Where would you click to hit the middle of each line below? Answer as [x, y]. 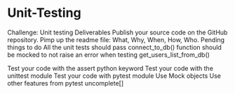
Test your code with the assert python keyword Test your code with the [110, 68]
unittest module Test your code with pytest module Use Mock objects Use [114, 76]
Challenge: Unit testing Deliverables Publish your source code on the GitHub [117, 32]
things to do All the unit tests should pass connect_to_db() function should [115, 47]
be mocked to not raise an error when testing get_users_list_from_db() [109, 55]
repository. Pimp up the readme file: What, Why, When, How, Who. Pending [116, 39]
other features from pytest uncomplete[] [66, 83]
